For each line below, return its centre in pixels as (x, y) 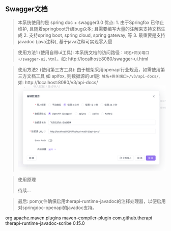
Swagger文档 (27, 9)
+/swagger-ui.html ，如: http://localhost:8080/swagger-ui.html (83, 59)
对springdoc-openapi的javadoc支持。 (57, 208)
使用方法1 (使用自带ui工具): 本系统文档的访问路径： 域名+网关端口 (83, 52)
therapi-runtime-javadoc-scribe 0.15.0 (45, 223)
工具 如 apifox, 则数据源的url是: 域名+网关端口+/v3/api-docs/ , (98, 76)
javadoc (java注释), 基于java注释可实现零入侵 (65, 41)
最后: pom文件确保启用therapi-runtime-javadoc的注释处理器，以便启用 (92, 201)
